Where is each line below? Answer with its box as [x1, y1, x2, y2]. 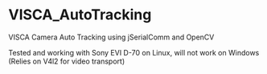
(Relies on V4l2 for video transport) [8, 56, 125, 66]
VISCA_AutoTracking [8, 6, 152, 24]
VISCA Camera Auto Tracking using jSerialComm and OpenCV [8, 32, 215, 42]
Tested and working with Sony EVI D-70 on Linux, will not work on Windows [8, 47, 260, 57]
